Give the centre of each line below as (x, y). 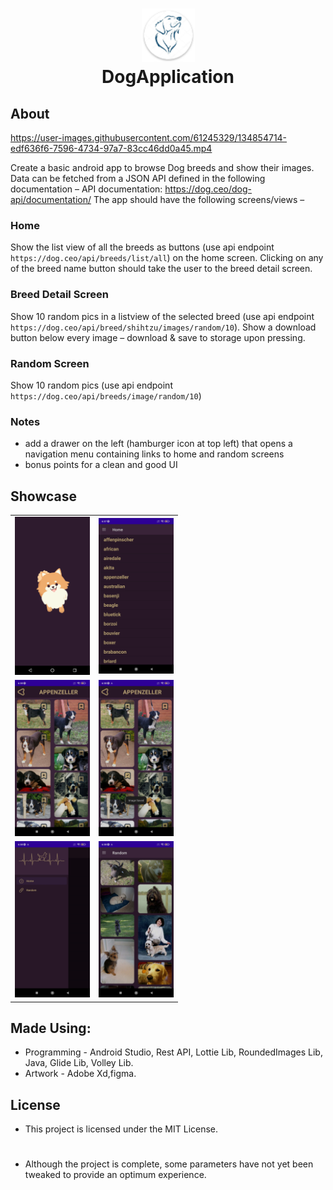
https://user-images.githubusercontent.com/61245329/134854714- (149, 137)
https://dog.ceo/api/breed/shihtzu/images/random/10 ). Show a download (163, 327)
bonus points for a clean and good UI (101, 465)
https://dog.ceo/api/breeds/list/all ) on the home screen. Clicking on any (167, 258)
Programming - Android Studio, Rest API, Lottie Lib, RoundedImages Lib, (173, 1052)
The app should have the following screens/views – (199, 199)
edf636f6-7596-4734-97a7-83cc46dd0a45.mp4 (111, 148)
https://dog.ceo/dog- (208, 189)
